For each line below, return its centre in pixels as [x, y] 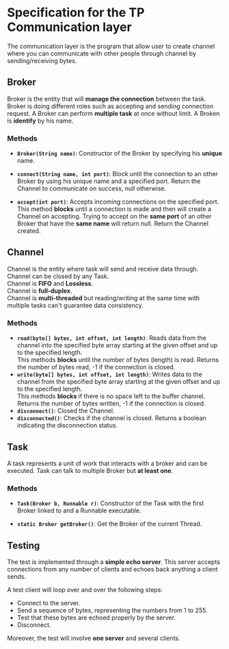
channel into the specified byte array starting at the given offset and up [117, 345]
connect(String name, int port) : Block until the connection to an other [118, 174]
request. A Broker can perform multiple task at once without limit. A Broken [113, 113]
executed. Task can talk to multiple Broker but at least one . [90, 470]
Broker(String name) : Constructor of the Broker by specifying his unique [120, 154]
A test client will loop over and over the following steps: [85, 590]
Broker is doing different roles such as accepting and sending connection [110, 106]
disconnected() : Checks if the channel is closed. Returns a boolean [111, 418]
